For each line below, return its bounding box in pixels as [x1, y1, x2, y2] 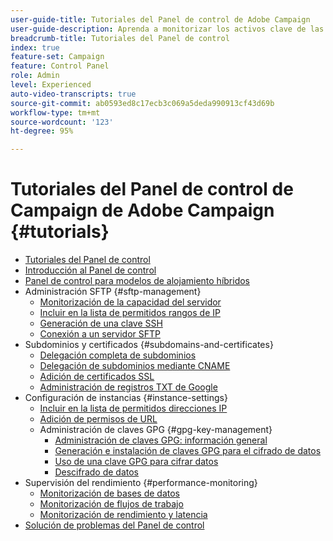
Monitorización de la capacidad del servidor [39, 296, 222, 308]
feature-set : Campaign [10, 52, 105, 62]
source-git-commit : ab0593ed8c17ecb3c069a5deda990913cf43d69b [10, 98, 275, 108]
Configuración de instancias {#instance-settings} [24, 392, 228, 404]
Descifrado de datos [54, 466, 139, 478]
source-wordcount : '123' [10, 117, 114, 127]
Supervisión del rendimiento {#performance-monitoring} [24, 477, 258, 489]
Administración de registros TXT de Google [39, 381, 218, 393]
